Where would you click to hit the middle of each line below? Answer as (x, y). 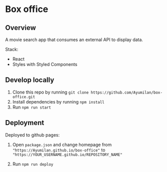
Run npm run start (32, 107)
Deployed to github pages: (32, 135)
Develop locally (30, 80)
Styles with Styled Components (45, 64)
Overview (21, 28)
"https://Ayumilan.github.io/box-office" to (59, 150)
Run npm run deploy (33, 164)
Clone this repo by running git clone (50, 92)
